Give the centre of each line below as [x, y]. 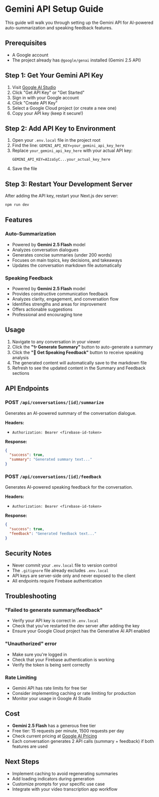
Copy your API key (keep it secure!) [48, 113]
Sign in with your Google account [45, 97]
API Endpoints [27, 389]
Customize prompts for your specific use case [58, 784]
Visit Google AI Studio [34, 87]
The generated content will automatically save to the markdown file [79, 363]
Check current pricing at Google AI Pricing [54, 736]
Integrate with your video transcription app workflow [65, 789]
